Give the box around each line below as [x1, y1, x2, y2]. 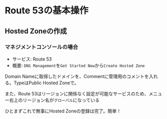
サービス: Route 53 [12, 56, 52, 62]
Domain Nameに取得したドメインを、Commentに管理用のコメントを [5, 73, 149, 80]
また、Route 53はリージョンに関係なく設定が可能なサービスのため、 [5, 90, 149, 96]
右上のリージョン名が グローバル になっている [9, 97, 100, 103]
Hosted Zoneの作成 [5, 27, 67, 35]
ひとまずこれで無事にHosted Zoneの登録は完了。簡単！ [5, 108, 122, 114]
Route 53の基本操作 [5, 5, 89, 16]
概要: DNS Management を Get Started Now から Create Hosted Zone [12, 62, 145, 68]
